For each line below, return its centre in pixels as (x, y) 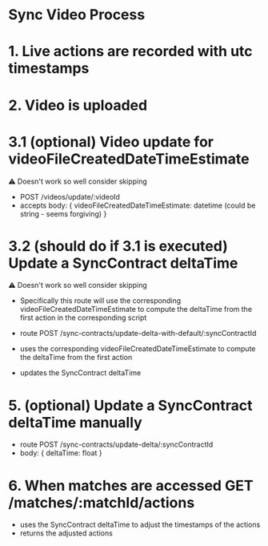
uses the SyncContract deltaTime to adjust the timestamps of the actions (140, 525)
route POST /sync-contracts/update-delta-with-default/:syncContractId (138, 334)
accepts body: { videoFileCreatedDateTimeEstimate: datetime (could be (138, 205)
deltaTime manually (75, 422)
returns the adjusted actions (66, 533)
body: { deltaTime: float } (61, 453)
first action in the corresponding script (83, 317)
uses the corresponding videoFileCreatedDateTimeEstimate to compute (138, 349)
